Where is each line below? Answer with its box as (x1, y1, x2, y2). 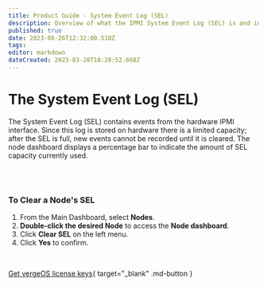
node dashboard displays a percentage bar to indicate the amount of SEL (8, 142, 248, 151)
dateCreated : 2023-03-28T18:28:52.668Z (8, 57, 141, 65)
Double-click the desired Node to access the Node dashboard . (19, 221, 230, 231)
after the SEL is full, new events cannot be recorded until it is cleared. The (8, 133, 250, 143)
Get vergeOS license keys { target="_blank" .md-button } (8, 268, 193, 279)
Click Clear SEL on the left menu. (19, 229, 129, 239)
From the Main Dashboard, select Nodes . (19, 213, 155, 222)
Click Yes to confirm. (19, 238, 89, 248)
